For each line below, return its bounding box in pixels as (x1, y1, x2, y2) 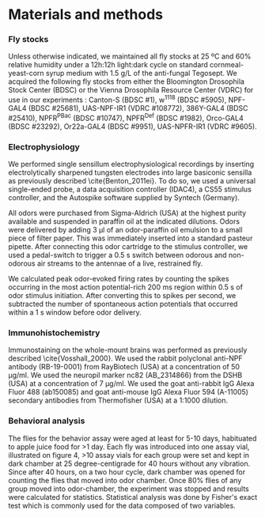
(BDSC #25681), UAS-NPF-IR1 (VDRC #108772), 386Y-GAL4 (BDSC (28, 104, 248, 113)
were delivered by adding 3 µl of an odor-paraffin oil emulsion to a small (8, 225, 243, 235)
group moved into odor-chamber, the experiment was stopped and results (8, 484, 249, 493)
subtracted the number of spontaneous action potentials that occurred (8, 299, 238, 309)
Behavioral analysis (8, 415, 85, 426)
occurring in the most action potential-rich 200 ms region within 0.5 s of (8, 282, 244, 292)
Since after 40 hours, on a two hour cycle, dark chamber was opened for (8, 467, 246, 476)
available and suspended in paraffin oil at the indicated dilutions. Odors (8, 217, 240, 226)
